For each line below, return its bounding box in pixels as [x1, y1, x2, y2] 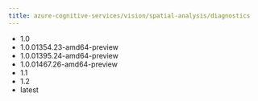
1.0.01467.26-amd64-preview [19, 59, 119, 69]
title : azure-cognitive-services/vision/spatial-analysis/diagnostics [8, 11, 251, 20]
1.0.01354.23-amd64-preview [19, 42, 119, 52]
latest [19, 85, 39, 95]
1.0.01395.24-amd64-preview [19, 50, 119, 60]
